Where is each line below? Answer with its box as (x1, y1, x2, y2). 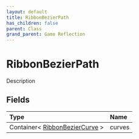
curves (109, 123, 130, 131)
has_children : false (6, 20, 59, 26)
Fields (6, 95, 30, 105)
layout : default (6, 8, 47, 15)
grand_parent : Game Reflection (6, 31, 86, 37)
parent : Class (6, 25, 42, 32)
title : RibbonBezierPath (6, 15, 69, 21)
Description (6, 77, 35, 85)
